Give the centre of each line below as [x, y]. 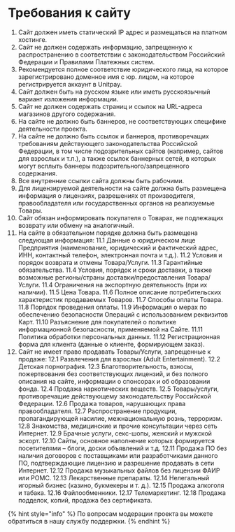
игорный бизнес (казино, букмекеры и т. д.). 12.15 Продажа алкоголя [121, 485]
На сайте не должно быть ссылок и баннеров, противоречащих [113, 136]
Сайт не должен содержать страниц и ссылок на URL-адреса [110, 106]
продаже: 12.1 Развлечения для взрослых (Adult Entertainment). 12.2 [119, 359]
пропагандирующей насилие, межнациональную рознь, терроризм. [120, 418]
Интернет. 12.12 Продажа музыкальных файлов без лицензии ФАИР [119, 470]
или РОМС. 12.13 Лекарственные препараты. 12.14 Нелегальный [114, 477]
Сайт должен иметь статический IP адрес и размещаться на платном [122, 32]
